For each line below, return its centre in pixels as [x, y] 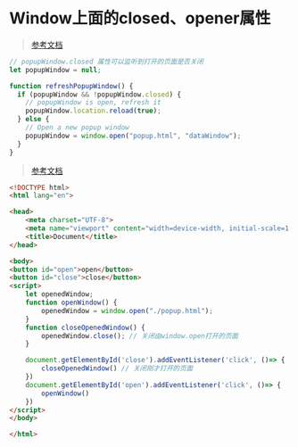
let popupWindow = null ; [55, 70]
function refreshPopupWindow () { [71, 86]
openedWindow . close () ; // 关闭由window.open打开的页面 [140, 335]
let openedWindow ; [59, 294]
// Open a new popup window [77, 128]
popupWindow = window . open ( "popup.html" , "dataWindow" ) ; [133, 136]
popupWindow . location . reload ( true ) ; [94, 111]
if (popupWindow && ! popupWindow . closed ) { [99, 95]
